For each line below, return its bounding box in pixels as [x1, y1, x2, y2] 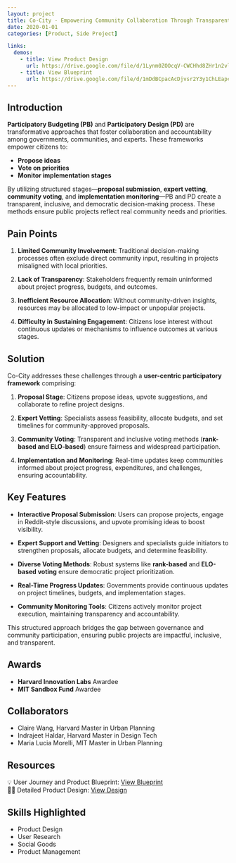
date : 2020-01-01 [7, 23, 58, 30]
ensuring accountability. [17, 471, 88, 479]
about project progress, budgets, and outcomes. [17, 283, 158, 291]
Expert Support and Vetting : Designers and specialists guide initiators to [17, 538, 229, 547]
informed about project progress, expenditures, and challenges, [17, 463, 202, 472]
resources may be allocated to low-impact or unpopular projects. [17, 304, 206, 312]
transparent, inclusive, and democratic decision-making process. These [7, 200, 216, 209]
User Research [17, 833, 61, 840]
